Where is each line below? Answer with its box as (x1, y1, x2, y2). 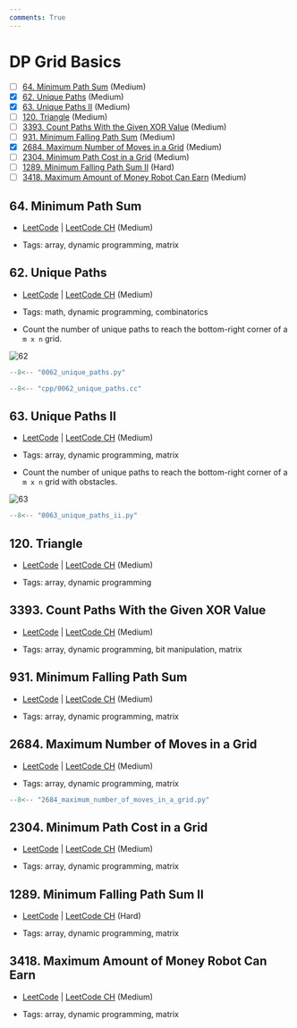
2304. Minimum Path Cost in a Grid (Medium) (21, 152, 190, 162)
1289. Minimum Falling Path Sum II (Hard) (21, 162, 174, 173)
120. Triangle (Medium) (21, 111, 108, 122)
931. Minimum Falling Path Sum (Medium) (21, 131, 176, 142)
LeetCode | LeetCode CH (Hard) (21, 911, 141, 921)
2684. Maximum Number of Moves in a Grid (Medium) (21, 141, 222, 152)
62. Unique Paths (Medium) (21, 91, 124, 102)
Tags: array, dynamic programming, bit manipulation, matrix (21, 644, 242, 654)
